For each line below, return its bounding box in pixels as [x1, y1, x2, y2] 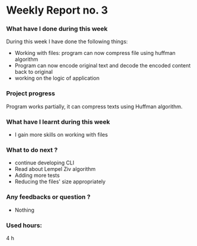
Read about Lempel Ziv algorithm [14, 166, 96, 173]
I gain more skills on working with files [14, 131, 108, 138]
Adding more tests [14, 172, 60, 179]
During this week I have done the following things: [6, 38, 128, 45]
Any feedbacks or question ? [6, 193, 91, 201]
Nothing [14, 206, 34, 213]
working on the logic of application [14, 75, 99, 82]
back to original [14, 69, 53, 76]
